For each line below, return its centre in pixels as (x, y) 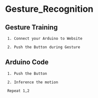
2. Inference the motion (33, 82)
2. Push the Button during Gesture (44, 47)
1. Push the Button (27, 73)
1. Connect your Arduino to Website (45, 38)
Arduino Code (27, 62)
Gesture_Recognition (49, 9)
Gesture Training (32, 27)
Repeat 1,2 (18, 91)
